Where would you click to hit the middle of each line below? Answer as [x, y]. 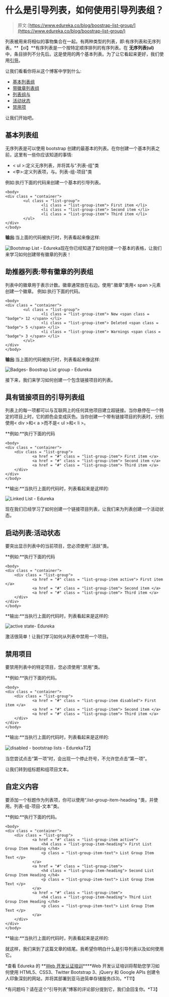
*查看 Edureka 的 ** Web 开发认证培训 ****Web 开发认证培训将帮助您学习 [80, 966]
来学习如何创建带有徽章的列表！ [38, 254]
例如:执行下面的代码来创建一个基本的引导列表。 [55, 182]
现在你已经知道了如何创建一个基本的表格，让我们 [111, 248]
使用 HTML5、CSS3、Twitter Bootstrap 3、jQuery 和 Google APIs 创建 [82, 972]
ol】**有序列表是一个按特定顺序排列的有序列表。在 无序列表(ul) [89, 47]
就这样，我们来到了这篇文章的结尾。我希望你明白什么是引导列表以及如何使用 [84, 949]
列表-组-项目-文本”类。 [38, 806]
